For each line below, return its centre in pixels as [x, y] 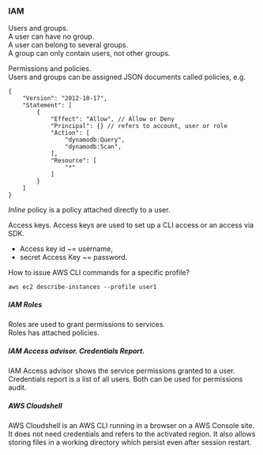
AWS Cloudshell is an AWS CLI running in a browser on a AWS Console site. [131, 426]
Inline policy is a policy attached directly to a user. [89, 210]
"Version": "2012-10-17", [65, 99]
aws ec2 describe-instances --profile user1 [83, 287]
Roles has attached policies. [54, 333]
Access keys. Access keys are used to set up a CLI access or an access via [131, 225]
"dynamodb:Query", [95, 140]
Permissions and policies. [50, 69]
